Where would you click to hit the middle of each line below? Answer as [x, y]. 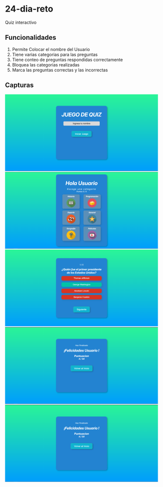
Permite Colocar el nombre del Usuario [51, 49]
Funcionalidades [31, 38]
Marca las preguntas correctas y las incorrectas [60, 70]
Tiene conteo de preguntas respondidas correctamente [67, 60]
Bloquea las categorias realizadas [46, 65]
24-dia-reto [29, 9]
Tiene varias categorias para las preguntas [55, 54]
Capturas [19, 85]
